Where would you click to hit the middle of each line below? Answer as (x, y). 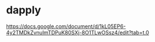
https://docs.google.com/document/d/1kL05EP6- (66, 26)
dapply (24, 10)
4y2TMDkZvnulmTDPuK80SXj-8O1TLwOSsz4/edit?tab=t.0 (77, 32)
